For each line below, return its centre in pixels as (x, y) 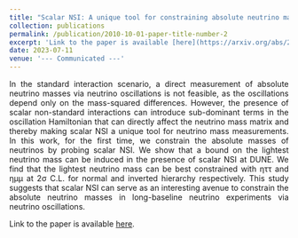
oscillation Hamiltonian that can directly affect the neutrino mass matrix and (149, 122)
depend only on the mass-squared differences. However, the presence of (149, 103)
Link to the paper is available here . (72, 224)
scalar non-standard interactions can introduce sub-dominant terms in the (149, 112)
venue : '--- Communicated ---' (67, 59)
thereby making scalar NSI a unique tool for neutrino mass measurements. (149, 131)
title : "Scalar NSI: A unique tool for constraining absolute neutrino (144, 17)
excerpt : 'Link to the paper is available (89, 42)
